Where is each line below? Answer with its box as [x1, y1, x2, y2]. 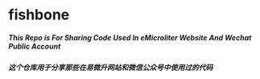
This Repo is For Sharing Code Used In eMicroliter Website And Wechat [8, 32, 252, 42]
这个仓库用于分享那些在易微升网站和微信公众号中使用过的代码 [8, 63, 213, 73]
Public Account [8, 41, 61, 51]
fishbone [8, 6, 70, 24]
